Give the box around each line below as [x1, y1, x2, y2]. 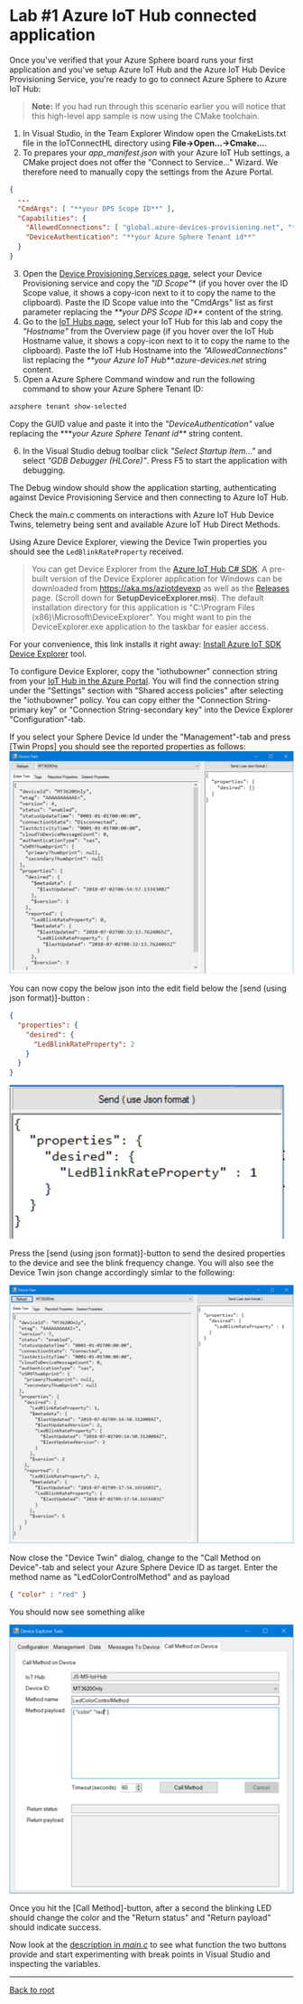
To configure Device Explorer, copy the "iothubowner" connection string [9, 665, 278, 676]
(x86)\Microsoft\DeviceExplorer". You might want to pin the [31, 611, 252, 622]
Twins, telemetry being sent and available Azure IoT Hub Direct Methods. [9, 519, 281, 530]
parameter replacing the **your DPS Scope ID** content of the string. [22, 306, 284, 317]
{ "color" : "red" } [9, 1590, 87, 1599]
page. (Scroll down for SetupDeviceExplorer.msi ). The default [31, 592, 264, 603]
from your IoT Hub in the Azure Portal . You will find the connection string [9, 675, 280, 686]
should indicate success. [9, 1922, 102, 1933]
